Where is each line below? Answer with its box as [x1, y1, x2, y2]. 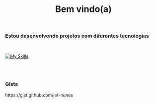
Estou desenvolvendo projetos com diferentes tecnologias [5, 32, 149, 39]
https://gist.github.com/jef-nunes [5, 92, 74, 98]
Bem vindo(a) [55, 3, 112, 15]
